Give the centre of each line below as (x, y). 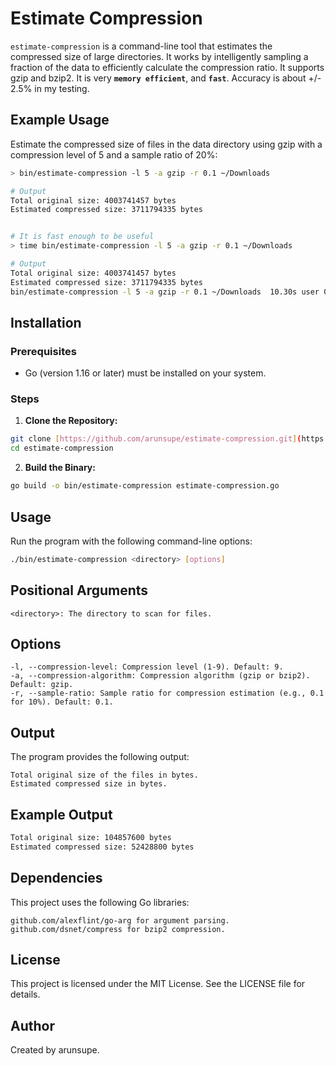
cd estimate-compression (62, 448)
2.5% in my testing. (50, 88)
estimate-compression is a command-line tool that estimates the (141, 46)
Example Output (61, 814)
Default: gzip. (42, 685)
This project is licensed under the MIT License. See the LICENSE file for (158, 984)
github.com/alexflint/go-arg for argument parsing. (120, 920)
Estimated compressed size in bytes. (89, 784)
